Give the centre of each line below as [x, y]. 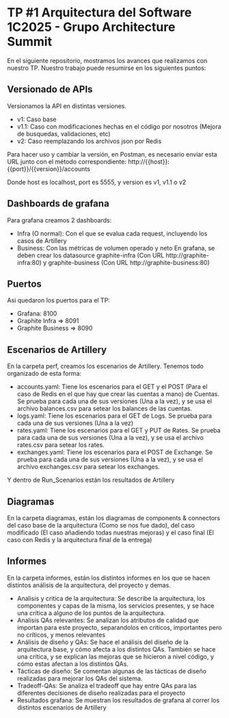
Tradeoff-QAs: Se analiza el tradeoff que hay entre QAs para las [107, 685]
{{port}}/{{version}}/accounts [49, 168]
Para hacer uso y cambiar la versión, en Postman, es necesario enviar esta [112, 154]
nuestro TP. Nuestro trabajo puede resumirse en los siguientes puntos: [107, 68]
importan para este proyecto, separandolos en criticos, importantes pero [119, 627]
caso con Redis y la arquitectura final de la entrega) [80, 540]
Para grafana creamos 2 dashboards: [59, 220]
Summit [30, 42]
